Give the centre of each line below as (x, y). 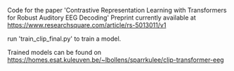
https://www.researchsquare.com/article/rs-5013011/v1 (87, 25)
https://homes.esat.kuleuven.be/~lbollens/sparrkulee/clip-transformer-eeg (116, 60)
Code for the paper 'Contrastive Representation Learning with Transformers (117, 10)
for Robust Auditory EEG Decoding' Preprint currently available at (102, 18)
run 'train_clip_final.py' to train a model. (64, 39)
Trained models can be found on (54, 52)
